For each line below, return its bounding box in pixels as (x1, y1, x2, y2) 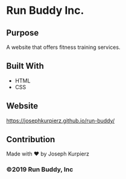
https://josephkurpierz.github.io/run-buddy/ (6, 117, 115, 124)
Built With (6, 61, 44, 71)
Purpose (6, 28, 39, 38)
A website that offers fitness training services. (6, 43, 121, 51)
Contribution (6, 134, 55, 145)
